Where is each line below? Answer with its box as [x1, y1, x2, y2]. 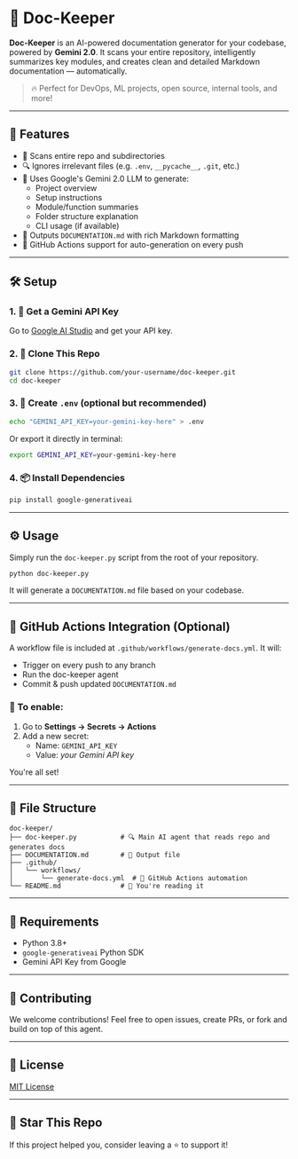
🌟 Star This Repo [9, 1116, 103, 1131]
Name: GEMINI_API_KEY [35, 740, 118, 751]
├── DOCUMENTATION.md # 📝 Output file [9, 851, 180, 860]
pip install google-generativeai [9, 495, 133, 504]
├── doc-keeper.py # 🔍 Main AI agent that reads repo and [9, 833, 271, 842]
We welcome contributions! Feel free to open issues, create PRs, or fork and [9, 1013, 288, 1024]
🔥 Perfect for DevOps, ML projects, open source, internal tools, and [30, 83, 278, 93]
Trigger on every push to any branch [21, 660, 157, 671]
